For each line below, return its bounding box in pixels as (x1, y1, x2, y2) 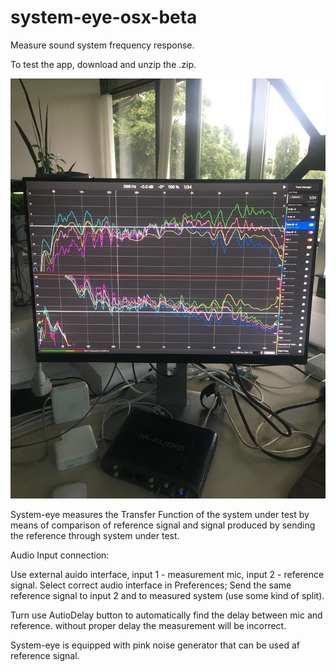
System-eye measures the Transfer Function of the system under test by (10, 508, 310, 520)
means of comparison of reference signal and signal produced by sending (10, 519, 316, 531)
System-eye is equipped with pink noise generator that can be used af (10, 639, 300, 651)
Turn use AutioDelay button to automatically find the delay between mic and (10, 609, 323, 621)
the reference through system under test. (10, 529, 180, 541)
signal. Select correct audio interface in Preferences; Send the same (10, 579, 292, 591)
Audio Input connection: (10, 549, 110, 561)
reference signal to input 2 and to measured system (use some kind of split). (10, 589, 325, 601)
